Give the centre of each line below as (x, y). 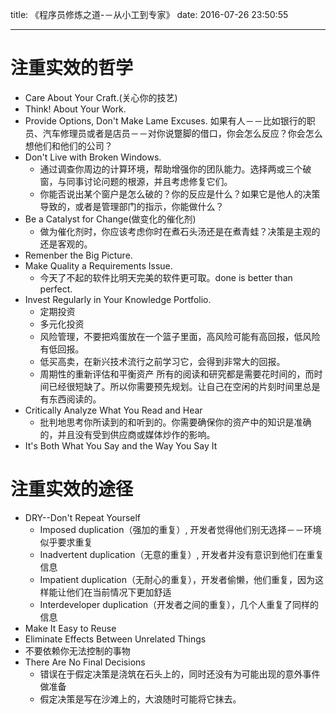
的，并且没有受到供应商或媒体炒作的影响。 (127, 434)
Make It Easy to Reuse (70, 628)
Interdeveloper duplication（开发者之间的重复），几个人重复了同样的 (179, 604)
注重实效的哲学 (72, 68)
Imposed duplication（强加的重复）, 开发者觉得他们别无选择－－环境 (180, 529)
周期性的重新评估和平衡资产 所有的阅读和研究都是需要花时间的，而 (177, 374)
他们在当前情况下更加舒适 (119, 592)
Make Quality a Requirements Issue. (98, 265)
